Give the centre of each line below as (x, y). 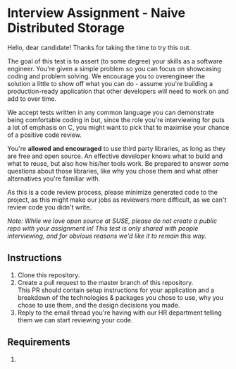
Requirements (39, 343)
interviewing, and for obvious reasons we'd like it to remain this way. (107, 236)
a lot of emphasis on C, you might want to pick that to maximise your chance (118, 127)
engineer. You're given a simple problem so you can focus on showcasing (114, 68)
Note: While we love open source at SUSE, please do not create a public (112, 221)
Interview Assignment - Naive (96, 13)
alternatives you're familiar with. (54, 179)
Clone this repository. (49, 275)
